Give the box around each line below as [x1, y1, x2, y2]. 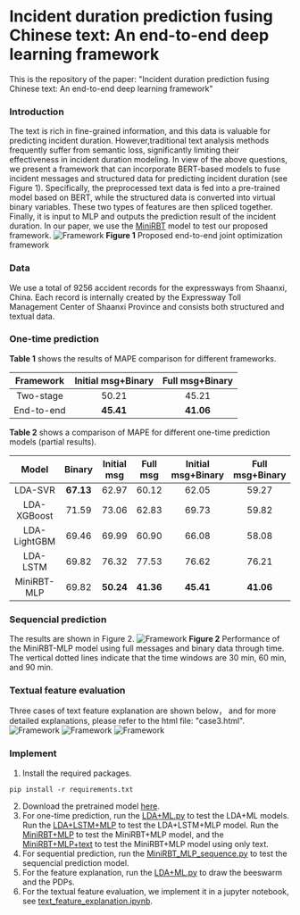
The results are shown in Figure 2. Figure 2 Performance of [9, 634, 280, 645]
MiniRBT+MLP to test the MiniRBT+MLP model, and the [21, 828, 225, 840]
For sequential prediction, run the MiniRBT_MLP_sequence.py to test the [21, 848, 287, 859]
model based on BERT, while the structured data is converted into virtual [9, 192, 276, 203]
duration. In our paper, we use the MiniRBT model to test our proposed [9, 220, 269, 231]
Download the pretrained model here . [21, 801, 161, 811]
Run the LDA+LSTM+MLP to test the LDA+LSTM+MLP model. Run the [21, 819, 279, 830]
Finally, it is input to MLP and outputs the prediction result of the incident [9, 212, 277, 222]
